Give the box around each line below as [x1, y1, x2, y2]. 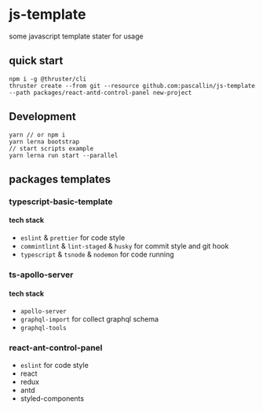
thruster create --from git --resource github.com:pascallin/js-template [9, 82, 256, 89]
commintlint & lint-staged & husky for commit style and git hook [20, 242, 229, 251]
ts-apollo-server [9, 269, 74, 280]
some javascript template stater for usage [9, 31, 144, 41]
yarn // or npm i [9, 131, 66, 139]
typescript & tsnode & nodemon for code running [20, 249, 174, 260]
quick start [9, 54, 64, 67]
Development [9, 110, 77, 123]
